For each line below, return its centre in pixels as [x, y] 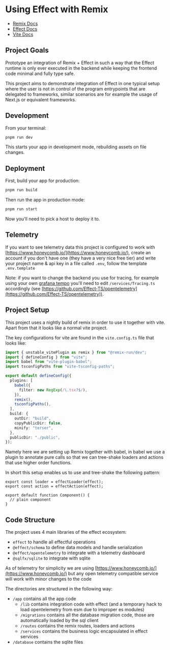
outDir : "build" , [33, 419]
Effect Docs [25, 29]
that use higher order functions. [39, 463]
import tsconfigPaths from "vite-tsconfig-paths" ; [60, 367]
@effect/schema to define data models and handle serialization [78, 548]
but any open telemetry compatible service [113, 574]
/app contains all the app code [44, 599]
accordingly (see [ [24, 289]
